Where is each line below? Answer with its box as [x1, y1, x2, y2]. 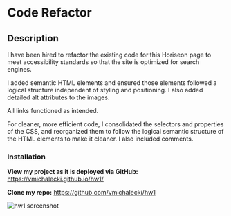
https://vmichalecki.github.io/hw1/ [7, 175, 104, 184]
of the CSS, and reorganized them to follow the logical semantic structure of [7, 128, 224, 135]
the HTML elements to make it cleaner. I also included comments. [7, 135, 194, 143]
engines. [7, 66, 33, 73]
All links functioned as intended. [7, 107, 99, 115]
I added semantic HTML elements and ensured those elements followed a [7, 79, 217, 87]
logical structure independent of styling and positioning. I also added [7, 86, 203, 94]
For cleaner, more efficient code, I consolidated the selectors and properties [7, 120, 224, 128]
